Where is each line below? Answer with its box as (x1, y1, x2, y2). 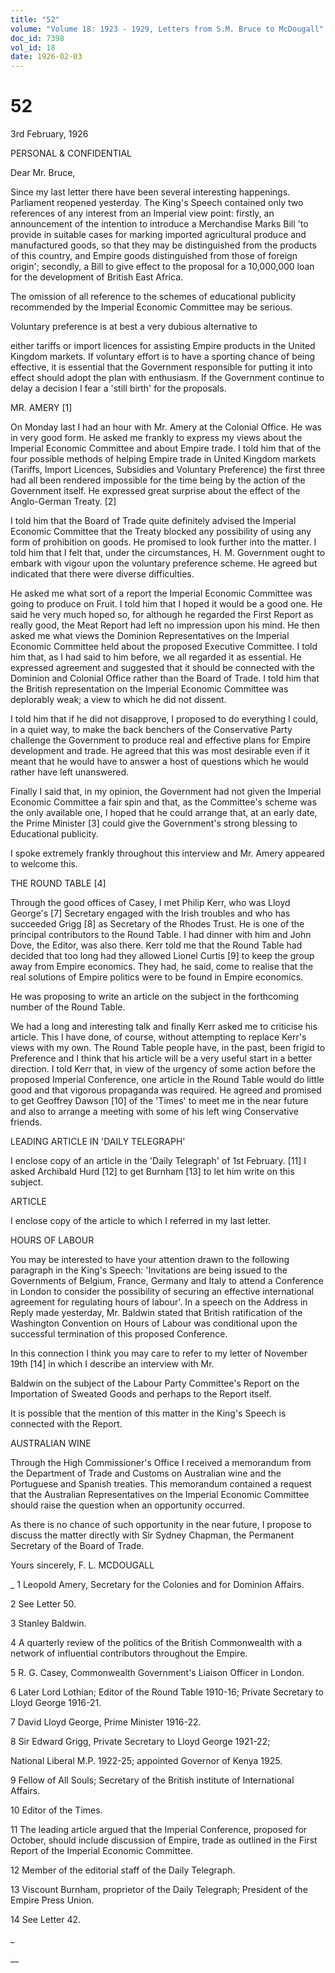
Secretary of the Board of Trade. (10, 1540, 145, 1552)
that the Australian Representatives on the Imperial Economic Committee (10, 1489, 310, 1501)
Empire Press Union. (10, 1894, 95, 1906)
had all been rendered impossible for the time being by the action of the (10, 474, 306, 486)
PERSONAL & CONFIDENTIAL (10, 147, 133, 160)
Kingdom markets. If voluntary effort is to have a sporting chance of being (10, 351, 316, 363)
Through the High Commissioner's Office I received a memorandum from (10, 1457, 312, 1469)
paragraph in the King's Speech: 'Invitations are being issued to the (10, 1264, 288, 1276)
